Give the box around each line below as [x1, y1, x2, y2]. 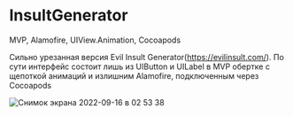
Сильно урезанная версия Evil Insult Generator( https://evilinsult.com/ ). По [9, 51, 285, 62]
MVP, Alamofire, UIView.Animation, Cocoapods [9, 35, 181, 45]
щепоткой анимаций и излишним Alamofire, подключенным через [9, 70, 259, 81]
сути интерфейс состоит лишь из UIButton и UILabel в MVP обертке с [9, 61, 270, 72]
